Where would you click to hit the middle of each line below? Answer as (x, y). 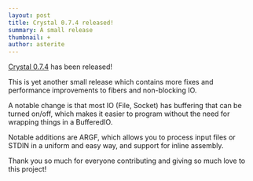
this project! (27, 169)
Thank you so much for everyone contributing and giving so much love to (127, 161)
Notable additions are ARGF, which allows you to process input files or (122, 137)
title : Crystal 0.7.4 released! (61, 23)
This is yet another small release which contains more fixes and (111, 82)
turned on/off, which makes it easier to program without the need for (119, 114)
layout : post (29, 15)
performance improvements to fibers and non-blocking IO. (103, 90)
